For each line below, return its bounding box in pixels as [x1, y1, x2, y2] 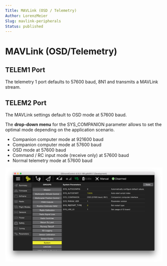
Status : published [5, 24, 43, 29]
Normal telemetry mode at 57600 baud [12, 157, 93, 164]
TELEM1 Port [5, 65, 45, 74]
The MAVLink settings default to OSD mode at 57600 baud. [5, 112, 127, 118]
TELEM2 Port [5, 99, 47, 107]
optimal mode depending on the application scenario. [5, 127, 115, 133]
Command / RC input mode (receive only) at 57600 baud [12, 152, 129, 158]
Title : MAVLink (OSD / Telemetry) [5, 8, 77, 13]
